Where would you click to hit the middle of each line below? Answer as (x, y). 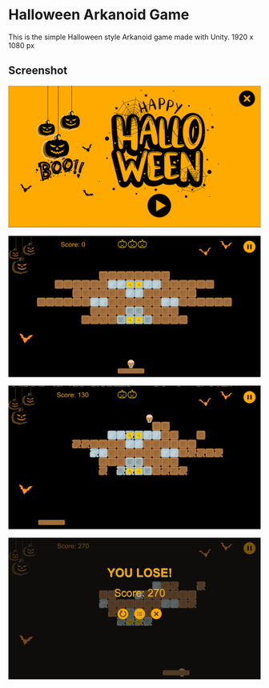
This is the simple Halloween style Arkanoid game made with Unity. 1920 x (131, 37)
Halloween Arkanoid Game (99, 15)
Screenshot (38, 71)
